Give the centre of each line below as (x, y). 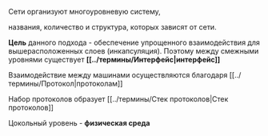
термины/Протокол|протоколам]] (66, 84)
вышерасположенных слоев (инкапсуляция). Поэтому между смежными (134, 51)
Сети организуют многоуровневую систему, (85, 12)
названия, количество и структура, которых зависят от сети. (113, 27)
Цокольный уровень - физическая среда (79, 123)
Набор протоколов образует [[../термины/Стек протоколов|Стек (118, 99)
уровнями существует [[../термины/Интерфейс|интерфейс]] (114, 60)
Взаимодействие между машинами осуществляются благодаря (118, 75)
